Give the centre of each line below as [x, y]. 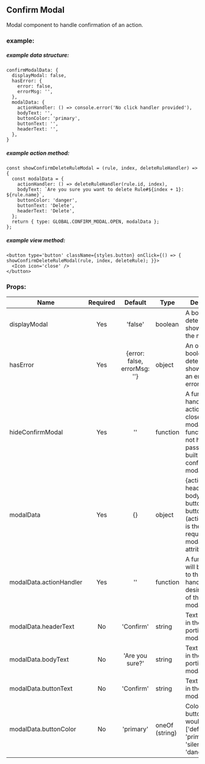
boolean [167, 324]
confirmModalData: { [33, 70]
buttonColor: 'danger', [48, 200]
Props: [16, 286]
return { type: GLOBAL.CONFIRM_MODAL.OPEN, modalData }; [86, 222]
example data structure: [38, 55]
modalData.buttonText [41, 688]
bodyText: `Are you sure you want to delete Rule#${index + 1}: [101, 189]
